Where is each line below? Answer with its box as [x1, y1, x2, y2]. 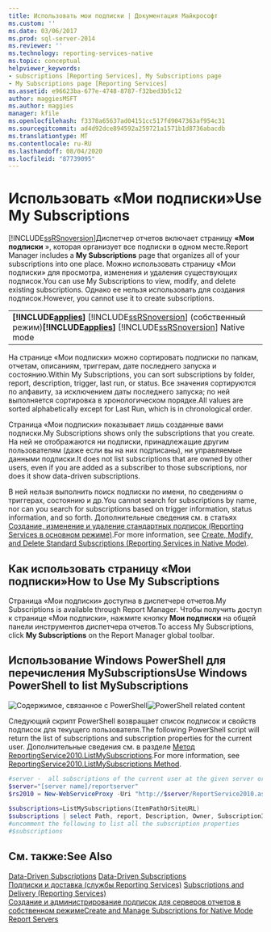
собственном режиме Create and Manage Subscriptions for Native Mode [8, 905, 253, 915]
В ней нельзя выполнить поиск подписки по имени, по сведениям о [8, 487, 244, 497]
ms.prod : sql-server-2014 [8, 34, 95, 43]
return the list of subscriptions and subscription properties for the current [8, 733, 252, 743]
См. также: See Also [8, 850, 113, 863]
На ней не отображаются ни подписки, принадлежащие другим [8, 437, 230, 447]
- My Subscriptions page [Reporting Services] [8, 79, 168, 87]
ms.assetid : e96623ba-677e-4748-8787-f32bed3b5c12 [8, 86, 182, 95]
